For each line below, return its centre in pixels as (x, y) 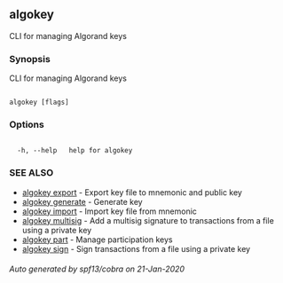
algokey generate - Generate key (83, 201)
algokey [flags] (39, 102)
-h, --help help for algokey (75, 151)
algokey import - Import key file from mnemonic (110, 211)
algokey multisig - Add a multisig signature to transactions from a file (148, 220)
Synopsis (30, 59)
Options (27, 125)
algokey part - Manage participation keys (97, 240)
